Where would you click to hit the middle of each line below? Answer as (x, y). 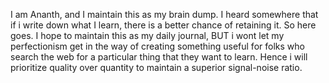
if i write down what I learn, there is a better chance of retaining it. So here (163, 25)
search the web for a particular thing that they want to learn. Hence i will (159, 57)
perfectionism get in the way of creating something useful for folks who (157, 46)
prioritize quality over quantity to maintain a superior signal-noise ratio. (156, 67)
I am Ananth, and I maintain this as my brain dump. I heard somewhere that (164, 14)
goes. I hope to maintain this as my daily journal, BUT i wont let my (147, 35)
